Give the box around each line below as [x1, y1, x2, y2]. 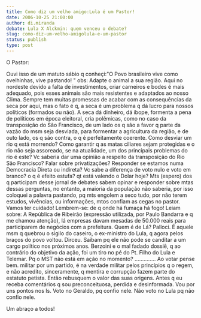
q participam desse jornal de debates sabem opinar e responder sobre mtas [6, 178, 194, 186]
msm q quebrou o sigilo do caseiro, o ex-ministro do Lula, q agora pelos [6, 229, 184, 237]
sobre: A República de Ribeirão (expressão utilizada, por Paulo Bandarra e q [6, 211, 193, 218]
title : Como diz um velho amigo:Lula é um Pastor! [6, 8, 135, 15]
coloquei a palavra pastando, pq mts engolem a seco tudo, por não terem [6, 191, 187, 199]
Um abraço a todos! [6, 305, 55, 312]
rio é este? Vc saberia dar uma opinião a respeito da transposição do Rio [6, 153, 185, 160]
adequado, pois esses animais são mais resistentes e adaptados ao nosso [6, 89, 189, 97]
